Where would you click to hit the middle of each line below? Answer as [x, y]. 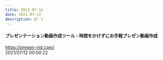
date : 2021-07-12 [23, 14]
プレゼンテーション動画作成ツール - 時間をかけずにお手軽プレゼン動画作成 [81, 35]
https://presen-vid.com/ [30, 47]
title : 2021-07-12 [24, 10]
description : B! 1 [24, 19]
